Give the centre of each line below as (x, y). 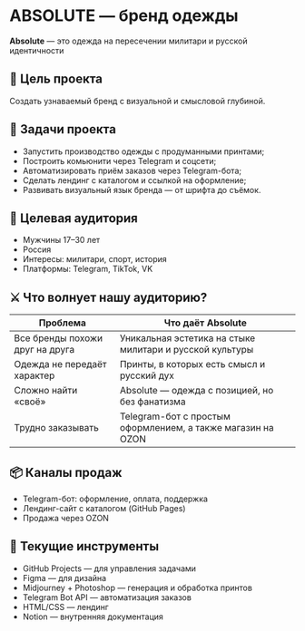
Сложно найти (46, 391)
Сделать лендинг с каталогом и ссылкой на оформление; (134, 180)
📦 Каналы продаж (66, 472)
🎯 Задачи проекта (63, 129)
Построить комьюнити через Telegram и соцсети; (119, 160)
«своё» (30, 402)
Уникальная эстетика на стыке (187, 338)
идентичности (37, 50)
